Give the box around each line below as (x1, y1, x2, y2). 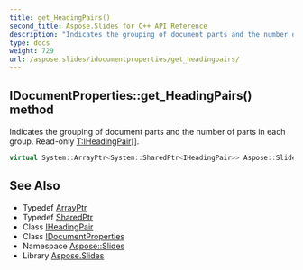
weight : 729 (9, 47, 54, 56)
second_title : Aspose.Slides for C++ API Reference (9, 22, 207, 31)
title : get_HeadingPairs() (9, 13, 111, 22)
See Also (9, 178, 60, 193)
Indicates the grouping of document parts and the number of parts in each (9, 126, 286, 137)
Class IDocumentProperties (22, 230, 124, 241)
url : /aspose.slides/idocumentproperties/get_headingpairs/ (9, 55, 241, 64)
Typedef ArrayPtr (22, 202, 87, 212)
